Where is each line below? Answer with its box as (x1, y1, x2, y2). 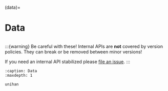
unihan (5, 81, 19, 87)
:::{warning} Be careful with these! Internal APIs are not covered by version (5, 43, 163, 49)
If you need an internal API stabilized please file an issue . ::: (5, 58, 131, 65)
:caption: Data (5, 68, 37, 73)
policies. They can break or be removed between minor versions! (5, 48, 142, 55)
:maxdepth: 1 (5, 73, 33, 78)
